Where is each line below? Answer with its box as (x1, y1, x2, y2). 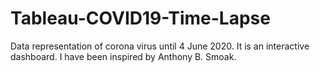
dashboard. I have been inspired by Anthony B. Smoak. (10, 50, 237, 62)
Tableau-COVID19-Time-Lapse (10, 7, 271, 30)
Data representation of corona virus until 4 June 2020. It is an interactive (10, 40, 310, 52)
